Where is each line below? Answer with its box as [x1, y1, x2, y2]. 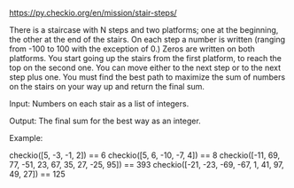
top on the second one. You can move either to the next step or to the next [9, 62, 282, 73]
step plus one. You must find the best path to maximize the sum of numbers [9, 72, 286, 82]
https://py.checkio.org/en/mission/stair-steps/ [9, 8, 177, 18]
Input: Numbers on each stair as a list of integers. [9, 98, 190, 109]
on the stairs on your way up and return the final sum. [9, 82, 205, 91]
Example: [9, 133, 43, 143]
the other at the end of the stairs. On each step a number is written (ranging [9, 35, 286, 44]
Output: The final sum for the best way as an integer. [9, 115, 201, 126]
